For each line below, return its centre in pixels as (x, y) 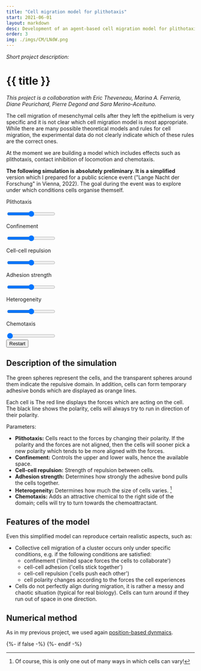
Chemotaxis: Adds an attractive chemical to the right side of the (94, 497)
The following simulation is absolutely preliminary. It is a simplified (91, 171)
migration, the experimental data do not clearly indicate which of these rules (100, 135)
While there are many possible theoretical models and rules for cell (89, 128)
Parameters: (21, 427)
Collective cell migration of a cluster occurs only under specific (93, 548)
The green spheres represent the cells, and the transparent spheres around (99, 378)
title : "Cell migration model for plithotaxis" (67, 12)
